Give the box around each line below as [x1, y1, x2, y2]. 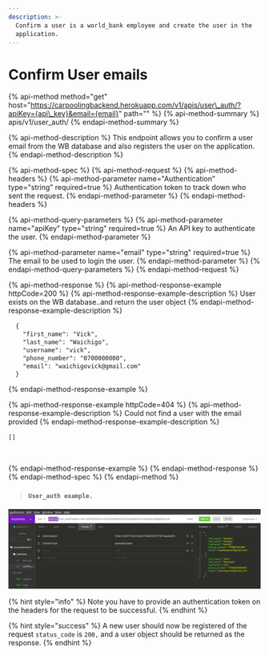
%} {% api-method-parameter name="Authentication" [37, 174, 216, 184]
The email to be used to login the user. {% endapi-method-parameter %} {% [8, 257, 261, 266]
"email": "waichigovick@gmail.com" [22, 362, 142, 370]
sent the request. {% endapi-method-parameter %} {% [8, 191, 191, 200]
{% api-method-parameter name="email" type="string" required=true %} [8, 248, 251, 257]
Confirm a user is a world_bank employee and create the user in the [15, 21, 252, 30]
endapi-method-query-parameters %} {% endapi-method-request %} [8, 265, 239, 274]
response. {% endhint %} [8, 638, 92, 648]
